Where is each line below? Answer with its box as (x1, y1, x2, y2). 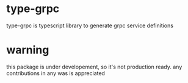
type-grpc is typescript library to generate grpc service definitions (6, 22, 174, 29)
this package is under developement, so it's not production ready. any (6, 63, 183, 70)
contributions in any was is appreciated (6, 69, 106, 77)
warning (6, 43, 49, 57)
